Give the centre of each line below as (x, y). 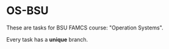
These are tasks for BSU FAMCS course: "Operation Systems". (85, 28)
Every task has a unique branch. (47, 39)
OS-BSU (27, 11)
